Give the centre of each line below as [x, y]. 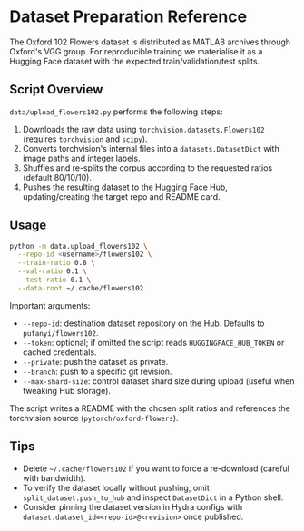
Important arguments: [50, 305]
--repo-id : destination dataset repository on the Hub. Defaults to [143, 323]
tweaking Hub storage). [67, 390]
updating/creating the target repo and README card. [121, 196]
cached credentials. [59, 352]
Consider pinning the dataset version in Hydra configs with [132, 506]
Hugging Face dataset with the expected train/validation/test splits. [135, 61]
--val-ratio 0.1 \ [53, 271]
